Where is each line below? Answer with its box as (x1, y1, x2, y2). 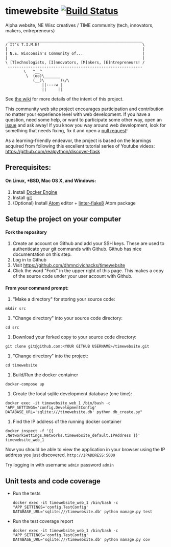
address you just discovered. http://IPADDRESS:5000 (5, 452, 116, 458)
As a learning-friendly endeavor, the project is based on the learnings (5, 137, 152, 144)
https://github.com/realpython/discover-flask (5, 148, 101, 154)
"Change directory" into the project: (12, 353, 88, 359)
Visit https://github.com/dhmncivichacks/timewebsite (12, 262, 125, 269)
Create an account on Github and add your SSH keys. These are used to (12, 240, 165, 247)
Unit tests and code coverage (5, 477, 101, 485)
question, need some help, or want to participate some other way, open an (5, 116, 162, 123)
